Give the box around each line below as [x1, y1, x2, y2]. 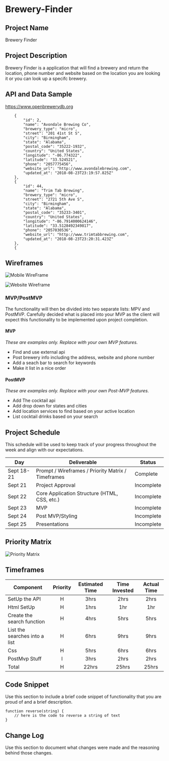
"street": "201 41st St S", [23, 131, 82, 136]
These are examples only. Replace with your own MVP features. [5, 339, 138, 345]
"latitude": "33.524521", [23, 157, 78, 162]
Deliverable [68, 459, 97, 466]
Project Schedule [5, 428, 60, 437]
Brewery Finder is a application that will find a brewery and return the [5, 64, 149, 71]
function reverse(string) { [5, 709, 64, 714]
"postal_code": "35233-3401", [23, 210, 87, 215]
